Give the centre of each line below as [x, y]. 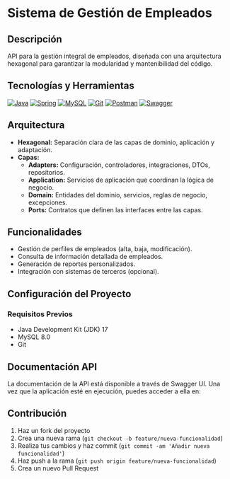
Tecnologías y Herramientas [71, 86]
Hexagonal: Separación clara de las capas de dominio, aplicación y [116, 142]
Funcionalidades [45, 232]
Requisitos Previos [40, 314]
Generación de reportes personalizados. [76, 264]
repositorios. [46, 172]
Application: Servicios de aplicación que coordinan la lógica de [121, 180]
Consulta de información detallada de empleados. [90, 257]
